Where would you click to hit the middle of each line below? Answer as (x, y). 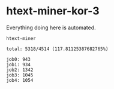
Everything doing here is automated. (51, 27)
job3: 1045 (20, 75)
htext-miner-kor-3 (53, 11)
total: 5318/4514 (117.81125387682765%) (58, 49)
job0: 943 (19, 59)
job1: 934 (19, 65)
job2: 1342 (20, 70)
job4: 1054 (20, 80)
